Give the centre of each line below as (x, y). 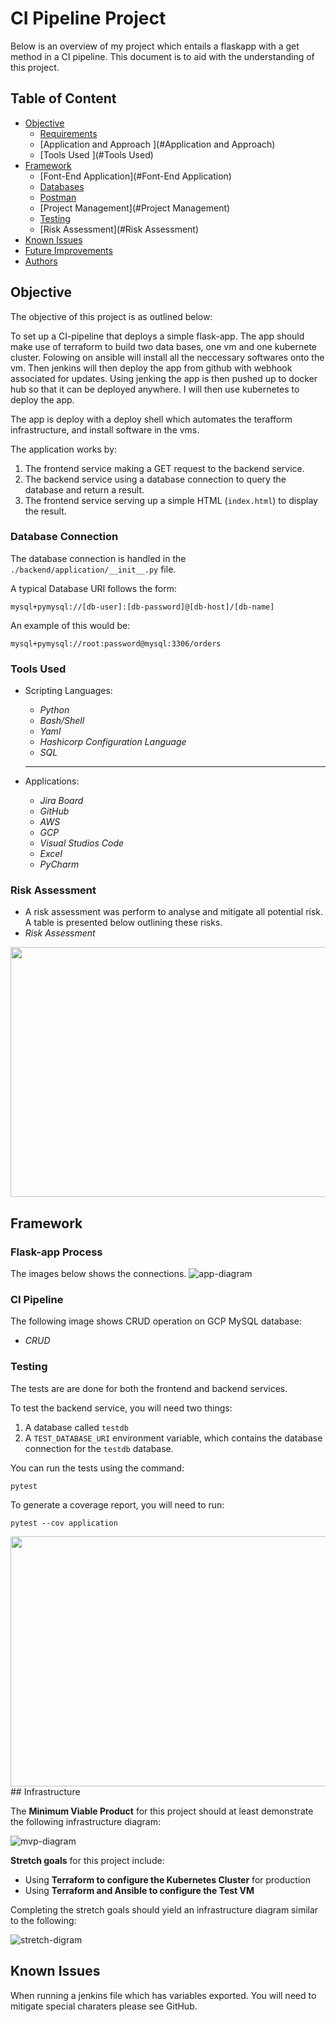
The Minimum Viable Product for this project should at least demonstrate (162, 1811)
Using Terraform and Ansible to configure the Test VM (139, 1890)
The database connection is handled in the (98, 558)
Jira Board (61, 801)
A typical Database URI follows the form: (94, 588)
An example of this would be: (70, 625)
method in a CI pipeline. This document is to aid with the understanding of (162, 56)
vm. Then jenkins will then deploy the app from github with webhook (151, 368)
